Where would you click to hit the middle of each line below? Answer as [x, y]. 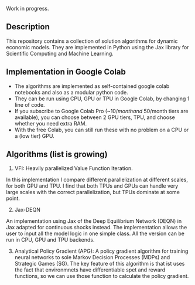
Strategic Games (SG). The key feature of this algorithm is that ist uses [100, 264]
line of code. [30, 104]
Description [28, 27]
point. [13, 198]
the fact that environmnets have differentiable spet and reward [90, 270]
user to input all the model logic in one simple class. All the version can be [95, 233]
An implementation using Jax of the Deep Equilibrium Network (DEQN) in [94, 221]
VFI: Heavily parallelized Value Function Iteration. [73, 168]
